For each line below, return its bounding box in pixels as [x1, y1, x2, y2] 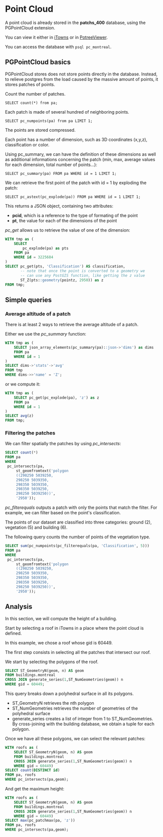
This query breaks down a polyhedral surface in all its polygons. [5, 691, 134, 696]
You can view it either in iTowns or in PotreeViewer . [5, 34, 108, 40]
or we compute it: [5, 381, 41, 387]
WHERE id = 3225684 [14, 255, 54, 260]
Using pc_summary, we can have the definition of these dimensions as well [5, 151, 156, 157]
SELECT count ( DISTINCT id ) [5, 768, 60, 773]
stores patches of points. [5, 81, 55, 87]
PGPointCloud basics [5, 58, 71, 67]
